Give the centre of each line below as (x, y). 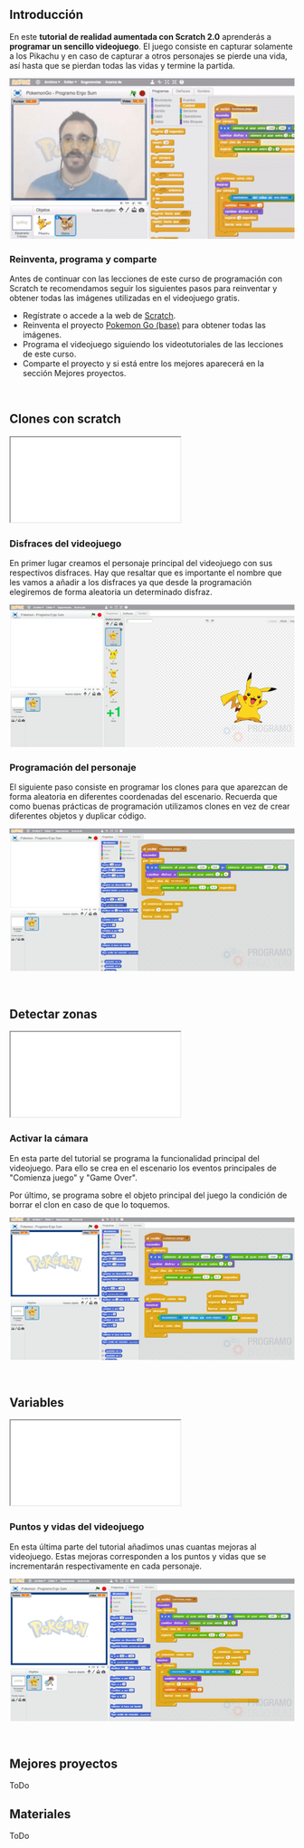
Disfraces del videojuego (66, 544)
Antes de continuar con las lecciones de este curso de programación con (146, 279)
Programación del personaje (73, 768)
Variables (37, 1403)
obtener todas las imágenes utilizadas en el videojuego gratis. (124, 299)
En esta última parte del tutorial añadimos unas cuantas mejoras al (133, 1547)
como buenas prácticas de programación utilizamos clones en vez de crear (150, 806)
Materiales (40, 1814)
